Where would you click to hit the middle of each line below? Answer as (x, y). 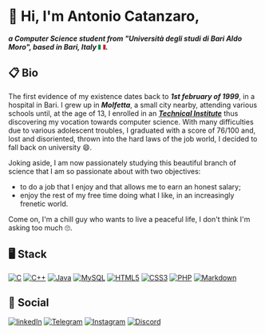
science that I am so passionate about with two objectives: (105, 171)
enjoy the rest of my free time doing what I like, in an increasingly (127, 195)
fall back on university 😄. (50, 147)
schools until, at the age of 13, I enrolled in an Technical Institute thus (123, 113)
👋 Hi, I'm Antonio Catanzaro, (104, 16)
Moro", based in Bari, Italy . (58, 46)
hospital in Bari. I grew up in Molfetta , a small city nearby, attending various (133, 105)
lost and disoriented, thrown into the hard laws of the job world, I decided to (133, 138)
